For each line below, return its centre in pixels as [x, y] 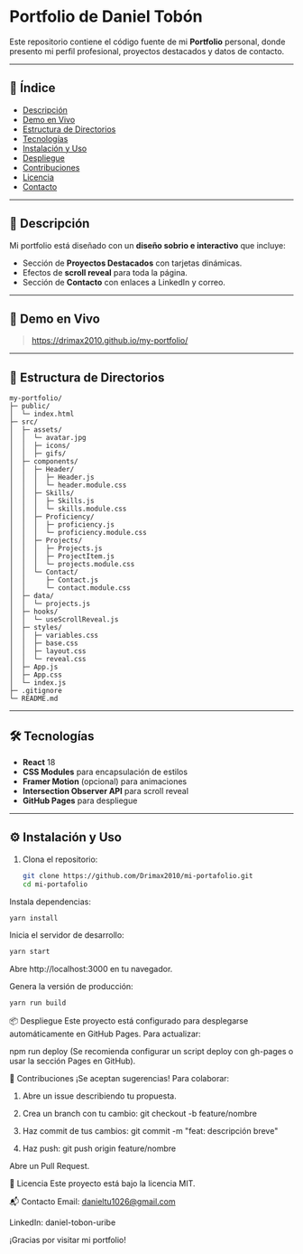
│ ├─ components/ [44, 462]
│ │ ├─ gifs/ [38, 454]
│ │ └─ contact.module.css [70, 588]
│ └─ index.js [38, 683]
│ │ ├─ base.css [44, 643]
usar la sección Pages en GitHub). [73, 1061]
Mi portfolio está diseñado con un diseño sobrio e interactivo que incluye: [147, 245]
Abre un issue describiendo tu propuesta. [100, 1096]
